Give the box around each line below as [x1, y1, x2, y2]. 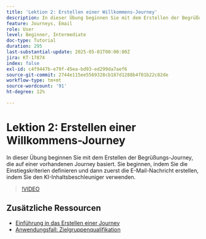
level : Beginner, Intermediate [6, 32, 86, 38]
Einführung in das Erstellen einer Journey [15, 219, 120, 227]
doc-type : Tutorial [6, 37, 56, 44]
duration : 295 [6, 44, 43, 50]
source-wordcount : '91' [6, 83, 67, 89]
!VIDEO [21, 185, 40, 192]
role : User [6, 26, 34, 32]
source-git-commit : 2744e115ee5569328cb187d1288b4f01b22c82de [6, 72, 169, 78]
